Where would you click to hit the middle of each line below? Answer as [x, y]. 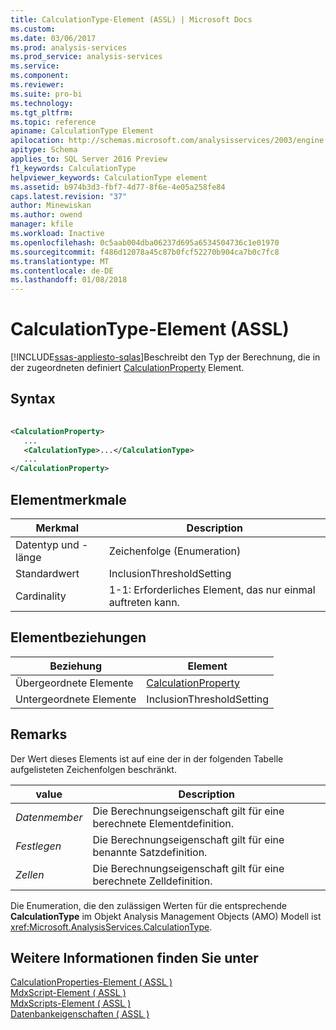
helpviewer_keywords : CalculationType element [109, 177]
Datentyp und [47, 544]
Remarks [39, 734]
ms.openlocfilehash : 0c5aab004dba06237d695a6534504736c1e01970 [145, 242]
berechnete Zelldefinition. [152, 881]
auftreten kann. [144, 602]
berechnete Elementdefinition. [163, 823]
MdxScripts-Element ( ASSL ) [71, 1003]
